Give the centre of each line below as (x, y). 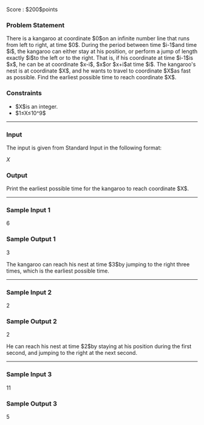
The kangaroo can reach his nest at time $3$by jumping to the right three (98, 264)
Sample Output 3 (32, 404)
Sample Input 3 (29, 374)
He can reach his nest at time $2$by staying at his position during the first (99, 346)
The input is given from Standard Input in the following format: (84, 148)
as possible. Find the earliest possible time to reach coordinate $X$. (91, 77)
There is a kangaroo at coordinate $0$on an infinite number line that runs (98, 38)
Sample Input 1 (28, 210)
